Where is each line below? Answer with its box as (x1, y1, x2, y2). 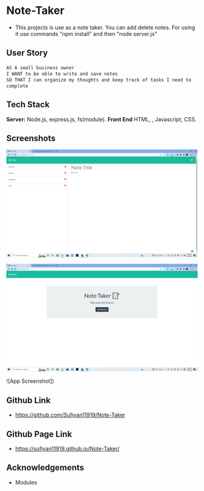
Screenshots (6, 133, 56, 143)
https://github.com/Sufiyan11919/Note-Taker (15, 411, 126, 419)
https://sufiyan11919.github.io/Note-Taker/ (15, 445, 120, 452)
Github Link (6, 395, 51, 405)
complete (6, 83, 29, 89)
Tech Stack (6, 100, 50, 110)
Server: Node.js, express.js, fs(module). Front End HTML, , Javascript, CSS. (6, 115, 197, 123)
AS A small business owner (6, 64, 75, 70)
